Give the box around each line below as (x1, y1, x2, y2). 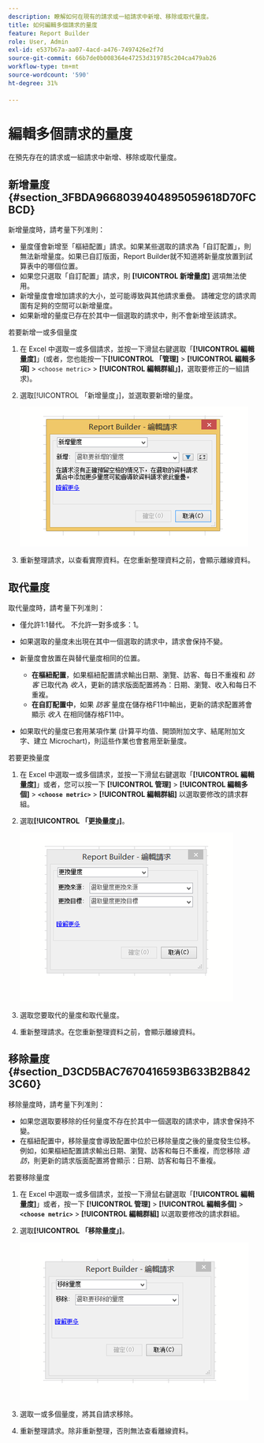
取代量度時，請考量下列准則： (8, 604, 105, 613)
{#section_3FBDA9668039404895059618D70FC (8, 190, 257, 204)
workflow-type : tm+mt (8, 63, 80, 71)
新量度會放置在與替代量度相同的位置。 (19, 653, 144, 663)
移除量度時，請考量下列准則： (8, 1099, 105, 1108)
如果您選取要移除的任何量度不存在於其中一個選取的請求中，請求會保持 (19, 1116, 248, 1126)
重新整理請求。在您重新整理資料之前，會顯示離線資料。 (19, 1027, 199, 1037)
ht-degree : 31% (8, 79, 58, 87)
